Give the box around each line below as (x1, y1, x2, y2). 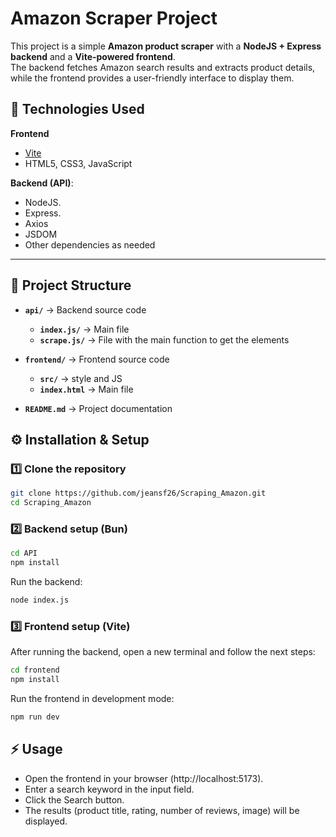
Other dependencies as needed (24, 238, 156, 251)
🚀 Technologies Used (10, 101, 145, 118)
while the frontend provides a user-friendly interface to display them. (10, 72, 295, 84)
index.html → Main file (39, 383, 134, 395)
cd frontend (10, 665, 60, 676)
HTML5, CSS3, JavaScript (24, 157, 133, 169)
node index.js (10, 595, 70, 606)
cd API (10, 548, 38, 559)
